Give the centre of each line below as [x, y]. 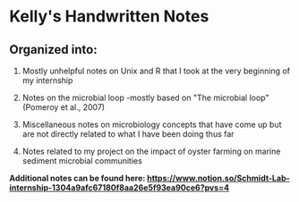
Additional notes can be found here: [77, 178]
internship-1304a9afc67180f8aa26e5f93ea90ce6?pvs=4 [120, 188]
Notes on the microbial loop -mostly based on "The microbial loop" [145, 97]
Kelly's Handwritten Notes [109, 17]
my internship [47, 80]
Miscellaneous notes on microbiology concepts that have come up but [152, 124]
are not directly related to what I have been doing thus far [128, 134]
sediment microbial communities [82, 161]
